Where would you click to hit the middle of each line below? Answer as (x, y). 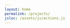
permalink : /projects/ (27, 14)
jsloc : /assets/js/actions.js (35, 18)
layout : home (18, 9)
